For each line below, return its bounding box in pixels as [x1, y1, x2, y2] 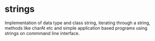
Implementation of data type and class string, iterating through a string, [4, 20, 151, 26]
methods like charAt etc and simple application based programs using [4, 25, 148, 31]
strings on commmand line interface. [4, 30, 80, 36]
